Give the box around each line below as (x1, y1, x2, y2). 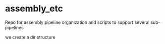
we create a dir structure (5, 34, 55, 40)
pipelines (5, 24, 24, 30)
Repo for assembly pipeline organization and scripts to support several (5, 19, 150, 25)
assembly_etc (5, 3, 63, 14)
